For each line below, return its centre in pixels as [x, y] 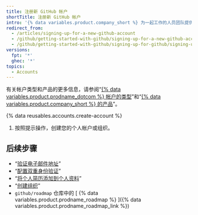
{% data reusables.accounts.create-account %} [64, 116]
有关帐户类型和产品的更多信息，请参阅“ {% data [63, 90]
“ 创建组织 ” [27, 186]
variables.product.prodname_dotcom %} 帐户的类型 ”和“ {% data [83, 97]
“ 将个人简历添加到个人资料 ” [48, 178]
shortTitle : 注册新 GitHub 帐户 [44, 17]
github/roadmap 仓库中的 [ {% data [56, 193]
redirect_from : [25, 28]
